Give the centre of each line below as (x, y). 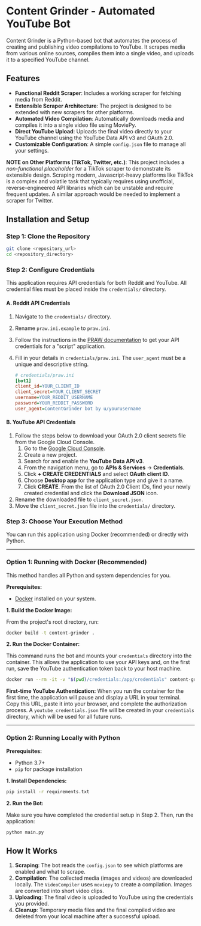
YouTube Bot (38, 24)
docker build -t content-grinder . (51, 633)
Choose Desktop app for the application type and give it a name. (103, 480)
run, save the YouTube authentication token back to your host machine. (94, 669)
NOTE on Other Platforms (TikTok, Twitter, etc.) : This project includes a (95, 162)
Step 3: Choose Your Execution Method (65, 521)
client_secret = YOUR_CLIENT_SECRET (58, 392)
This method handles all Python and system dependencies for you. (89, 575)
